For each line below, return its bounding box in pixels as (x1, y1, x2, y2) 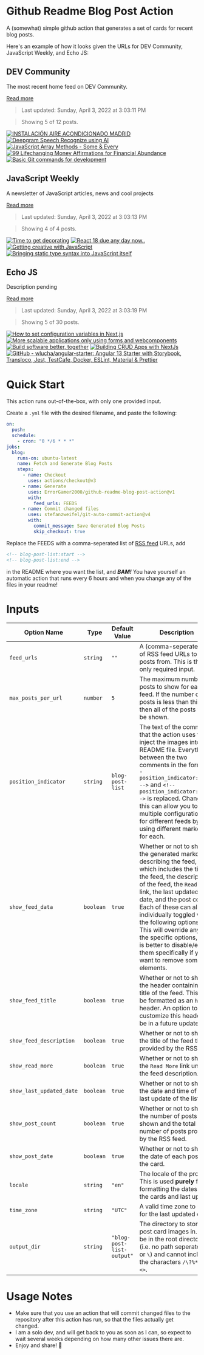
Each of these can (139, 903, 191, 911)
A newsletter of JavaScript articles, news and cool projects (6, 190, 154, 197)
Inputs (6, 602, 39, 616)
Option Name (24, 628, 64, 636)
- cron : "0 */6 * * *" (17, 438, 75, 444)
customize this (139, 1011, 181, 1019)
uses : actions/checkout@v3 (28, 478, 97, 484)
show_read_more (9, 1062, 53, 1069)
